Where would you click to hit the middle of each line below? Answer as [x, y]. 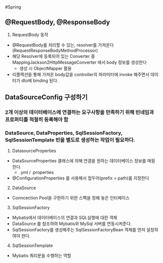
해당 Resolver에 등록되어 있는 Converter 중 [54, 56]
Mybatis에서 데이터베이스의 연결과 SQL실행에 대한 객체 [65, 218]
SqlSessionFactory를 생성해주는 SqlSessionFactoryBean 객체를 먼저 [79, 230]
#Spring [13, 7]
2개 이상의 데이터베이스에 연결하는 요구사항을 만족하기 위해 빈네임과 [80, 112]
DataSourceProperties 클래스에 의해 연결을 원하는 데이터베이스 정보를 [79, 161]
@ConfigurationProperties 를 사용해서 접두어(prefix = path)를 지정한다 [81, 178]
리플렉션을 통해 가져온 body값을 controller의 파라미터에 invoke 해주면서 [81, 74]
